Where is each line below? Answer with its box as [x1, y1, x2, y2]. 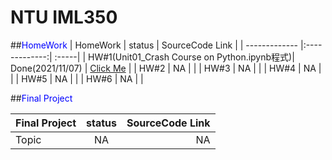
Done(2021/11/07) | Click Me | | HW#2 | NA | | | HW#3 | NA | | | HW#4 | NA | [10, 62, 322, 74]
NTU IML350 [10, 6, 118, 29]
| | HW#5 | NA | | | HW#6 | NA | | [10, 72, 144, 85]
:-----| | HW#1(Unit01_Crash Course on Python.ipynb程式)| [54, 51, 295, 63]
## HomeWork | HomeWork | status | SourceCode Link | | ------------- [10, 39, 299, 51]
